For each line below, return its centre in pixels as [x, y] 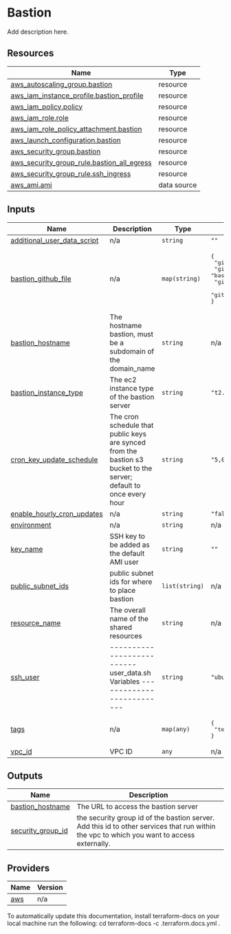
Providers [29, 868]
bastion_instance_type [47, 392]
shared [121, 627]
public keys [128, 433]
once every [128, 494]
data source [178, 185]
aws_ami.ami [31, 185]
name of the [129, 618]
